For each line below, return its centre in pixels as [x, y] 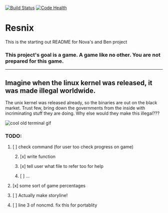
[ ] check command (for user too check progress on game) [73, 147]
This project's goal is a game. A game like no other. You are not [83, 55]
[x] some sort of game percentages [49, 186]
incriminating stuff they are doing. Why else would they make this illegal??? [82, 113]
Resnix [19, 28]
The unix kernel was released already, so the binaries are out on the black [81, 103]
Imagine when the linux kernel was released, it [79, 83]
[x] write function [38, 157]
